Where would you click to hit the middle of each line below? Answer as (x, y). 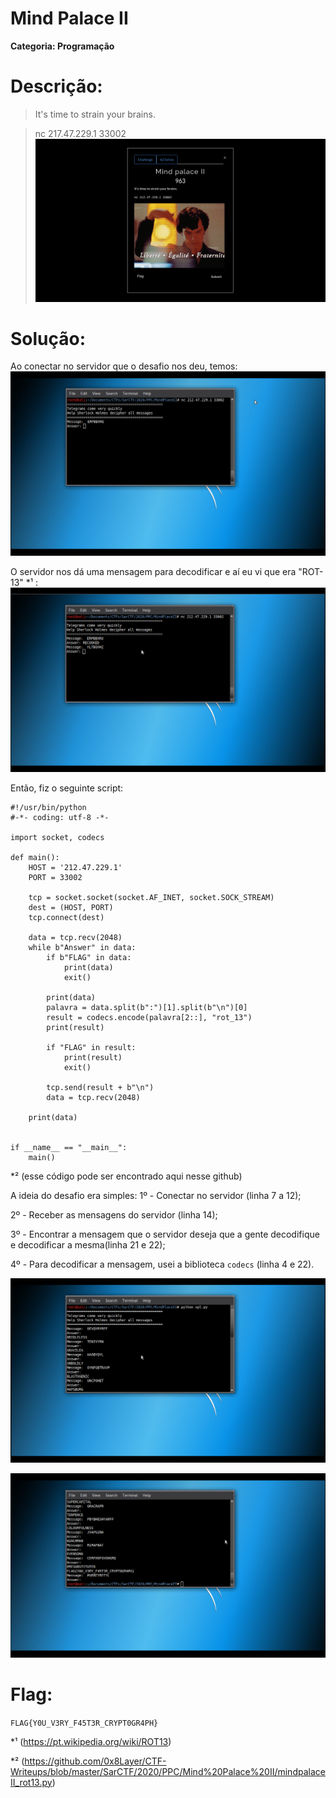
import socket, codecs (57, 838)
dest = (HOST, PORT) (71, 908)
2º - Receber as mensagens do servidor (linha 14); (114, 1215)
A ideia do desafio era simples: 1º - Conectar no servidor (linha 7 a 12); (156, 1196)
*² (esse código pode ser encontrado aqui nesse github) (126, 1176)
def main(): (35, 858)
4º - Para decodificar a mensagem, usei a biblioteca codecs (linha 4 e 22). (162, 1264)
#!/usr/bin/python (48, 808)
